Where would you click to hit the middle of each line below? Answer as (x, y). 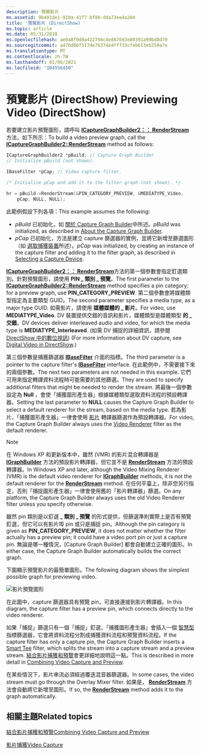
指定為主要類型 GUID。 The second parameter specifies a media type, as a (103, 300)
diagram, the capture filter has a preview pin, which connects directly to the (100, 608)
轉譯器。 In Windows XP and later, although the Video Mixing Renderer (93, 469)
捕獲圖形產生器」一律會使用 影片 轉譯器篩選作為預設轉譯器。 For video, (106, 417)
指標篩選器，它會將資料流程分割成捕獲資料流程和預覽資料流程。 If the (91, 635)
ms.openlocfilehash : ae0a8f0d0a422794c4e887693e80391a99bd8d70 (87, 40)
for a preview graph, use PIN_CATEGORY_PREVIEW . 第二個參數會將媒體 (96, 292)
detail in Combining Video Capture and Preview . (65, 662)
